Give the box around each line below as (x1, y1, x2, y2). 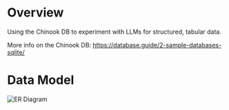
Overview (7, 5, 64, 21)
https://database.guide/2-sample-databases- (92, 41, 222, 49)
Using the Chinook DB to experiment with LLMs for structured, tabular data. (7, 27, 222, 36)
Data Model (7, 72, 74, 88)
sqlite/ (7, 48, 26, 56)
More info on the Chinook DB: (7, 41, 92, 49)
